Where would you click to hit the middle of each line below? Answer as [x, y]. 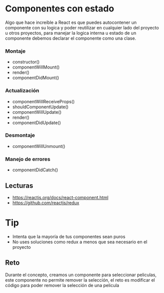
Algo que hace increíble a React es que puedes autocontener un [71, 22]
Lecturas [19, 185]
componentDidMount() [36, 78]
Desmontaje [20, 136]
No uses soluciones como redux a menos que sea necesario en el [80, 242]
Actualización [22, 91]
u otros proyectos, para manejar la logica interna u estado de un [71, 33]
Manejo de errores [28, 159]
